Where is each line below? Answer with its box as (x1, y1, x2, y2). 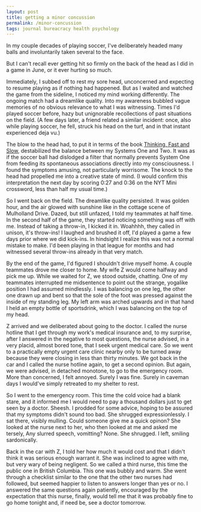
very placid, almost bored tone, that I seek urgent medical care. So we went (6, 342, 193, 349)
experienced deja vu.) (6, 129, 61, 136)
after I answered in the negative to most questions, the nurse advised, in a (6, 335, 190, 343)
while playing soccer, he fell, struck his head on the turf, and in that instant (6, 123, 190, 130)
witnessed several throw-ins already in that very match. (6, 248, 144, 255)
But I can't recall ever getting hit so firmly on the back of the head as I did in (6, 60, 194, 67)
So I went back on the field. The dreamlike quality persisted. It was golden (6, 197, 190, 204)
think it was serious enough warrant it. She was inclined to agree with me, (6, 454, 189, 462)
